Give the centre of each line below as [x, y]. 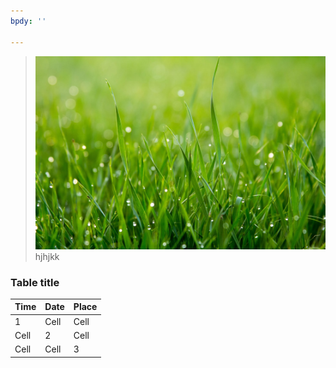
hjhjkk [47, 256]
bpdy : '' [28, 21]
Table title [35, 282]
